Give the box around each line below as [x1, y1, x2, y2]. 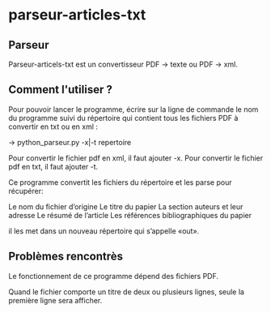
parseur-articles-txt [8, 6, 146, 24]
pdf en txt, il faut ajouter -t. [8, 161, 99, 171]
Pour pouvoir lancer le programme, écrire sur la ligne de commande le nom [8, 104, 259, 114]
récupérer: [8, 186, 44, 195]
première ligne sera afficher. [8, 295, 103, 305]
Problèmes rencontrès [8, 250, 124, 264]
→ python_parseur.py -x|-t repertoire [8, 137, 132, 147]
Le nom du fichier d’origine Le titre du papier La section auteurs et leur [8, 201, 243, 212]
